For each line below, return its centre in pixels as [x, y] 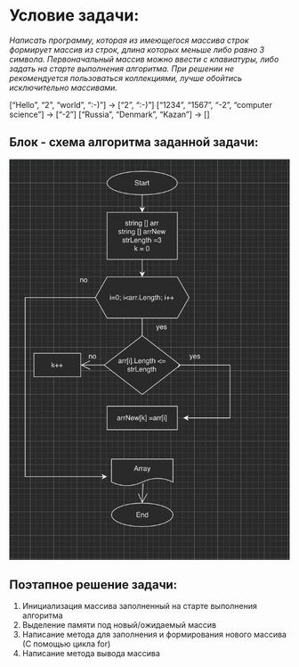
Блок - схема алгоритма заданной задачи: [134, 142]
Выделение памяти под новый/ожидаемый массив [119, 625]
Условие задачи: [74, 16]
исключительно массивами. [64, 87]
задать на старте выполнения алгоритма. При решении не [121, 69]
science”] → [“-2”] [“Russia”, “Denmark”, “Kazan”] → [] [110, 114]
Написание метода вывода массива [91, 654]
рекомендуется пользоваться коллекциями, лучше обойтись [126, 78]
